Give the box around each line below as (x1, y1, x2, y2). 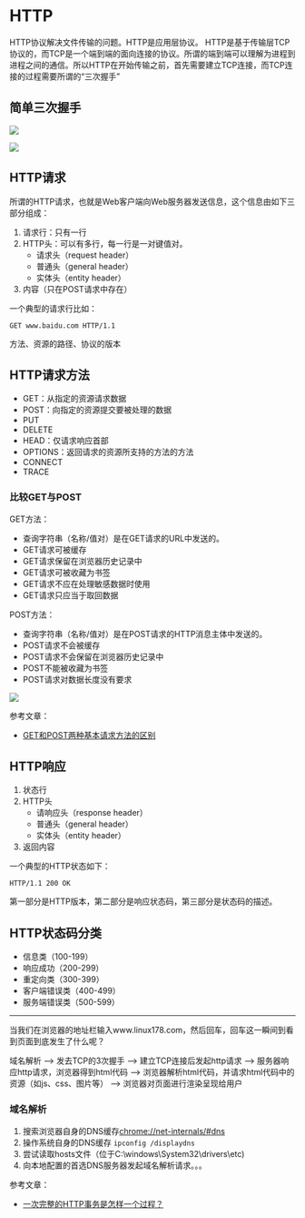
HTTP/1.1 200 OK (9, 879, 71, 888)
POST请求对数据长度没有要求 (22, 674, 133, 685)
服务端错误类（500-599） (22, 997, 120, 1008)
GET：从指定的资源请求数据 (22, 393, 127, 404)
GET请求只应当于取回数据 (22, 589, 119, 601)
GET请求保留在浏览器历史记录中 (22, 555, 143, 566)
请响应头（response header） (35, 807, 148, 818)
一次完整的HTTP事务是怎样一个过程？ (22, 1198, 164, 1209)
